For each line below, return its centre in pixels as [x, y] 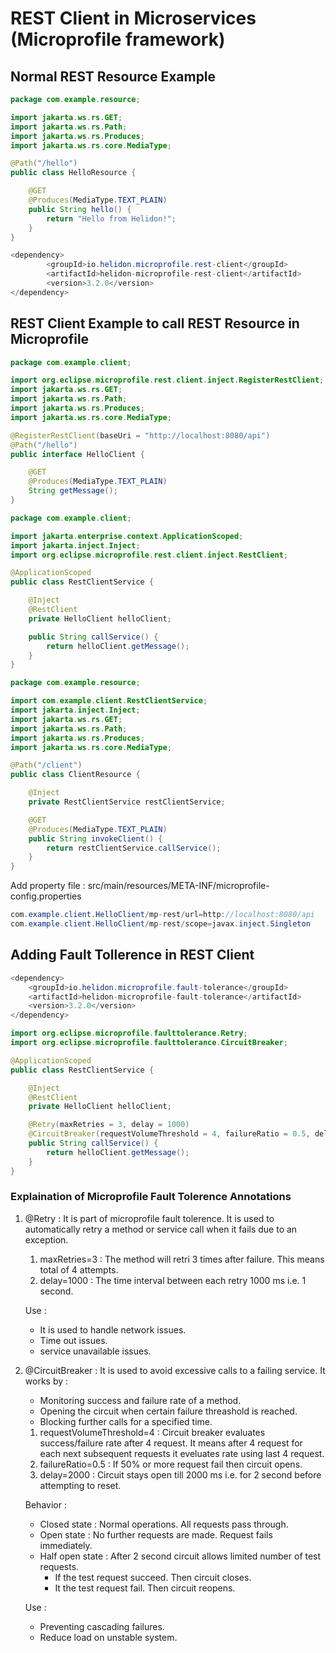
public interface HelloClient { [77, 454]
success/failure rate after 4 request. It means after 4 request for [171, 1443]
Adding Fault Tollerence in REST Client [132, 955]
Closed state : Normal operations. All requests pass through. [164, 1524]
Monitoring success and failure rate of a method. [140, 1400]
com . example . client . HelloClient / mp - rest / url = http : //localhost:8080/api [162, 915]
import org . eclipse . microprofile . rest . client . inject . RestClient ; [149, 555]
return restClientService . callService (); [134, 848]
